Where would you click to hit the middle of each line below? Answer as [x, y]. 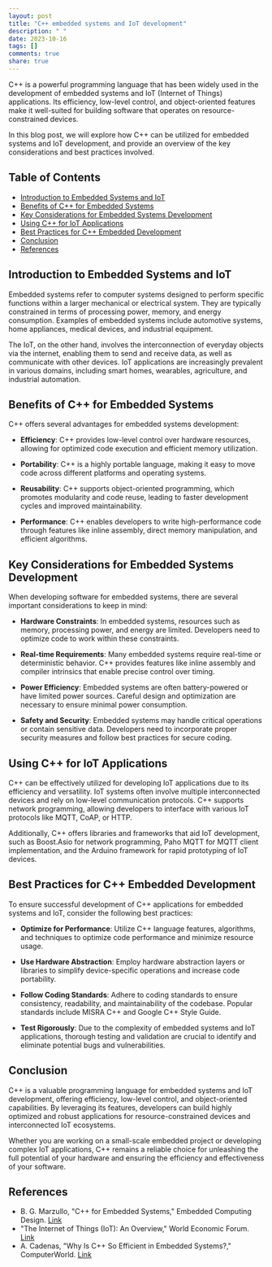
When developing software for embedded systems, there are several [123, 597]
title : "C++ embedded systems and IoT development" [97, 24]
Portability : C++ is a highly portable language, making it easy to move [138, 464]
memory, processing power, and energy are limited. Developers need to [140, 630]
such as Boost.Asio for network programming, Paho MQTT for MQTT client [134, 842]
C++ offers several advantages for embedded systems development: [124, 425]
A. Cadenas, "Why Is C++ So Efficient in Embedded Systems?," [125, 1246]
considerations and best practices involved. [81, 152]
